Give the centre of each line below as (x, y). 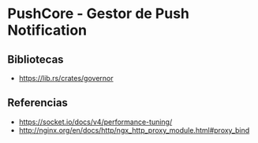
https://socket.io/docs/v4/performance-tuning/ (95, 122)
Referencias (38, 103)
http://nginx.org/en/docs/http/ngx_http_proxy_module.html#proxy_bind (134, 130)
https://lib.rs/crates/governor (66, 78)
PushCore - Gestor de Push (99, 14)
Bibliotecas (36, 59)
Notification (47, 30)
